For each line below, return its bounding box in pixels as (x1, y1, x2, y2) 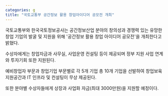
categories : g (5, 7, 36, 13)
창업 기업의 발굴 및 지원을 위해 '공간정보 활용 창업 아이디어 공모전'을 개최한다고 (5, 33, 162, 39)
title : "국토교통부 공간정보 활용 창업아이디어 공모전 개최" (5, 12, 114, 17)
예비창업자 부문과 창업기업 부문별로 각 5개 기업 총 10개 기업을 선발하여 (5, 67, 145, 74)
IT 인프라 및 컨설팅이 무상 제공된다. (27, 74, 97, 80)
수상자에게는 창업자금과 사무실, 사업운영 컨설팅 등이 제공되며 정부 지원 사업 (5, 51, 154, 57)
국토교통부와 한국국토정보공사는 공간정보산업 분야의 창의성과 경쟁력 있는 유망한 (5, 27, 162, 33)
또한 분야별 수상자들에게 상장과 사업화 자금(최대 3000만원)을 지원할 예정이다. (5, 85, 159, 91)
